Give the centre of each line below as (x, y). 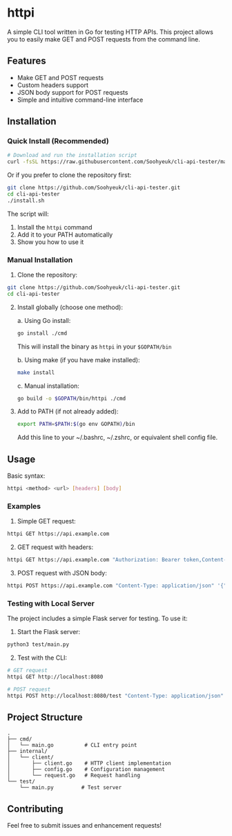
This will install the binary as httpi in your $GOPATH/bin (94, 346)
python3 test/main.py (38, 644)
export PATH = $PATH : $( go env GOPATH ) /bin (76, 424)
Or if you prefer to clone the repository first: (69, 175)
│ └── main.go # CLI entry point (72, 745)
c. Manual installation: (48, 386)
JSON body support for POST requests (72, 92)
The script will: (28, 214)
